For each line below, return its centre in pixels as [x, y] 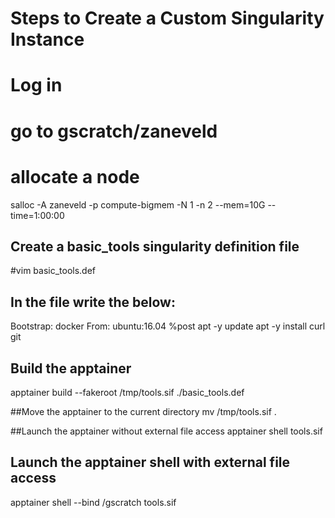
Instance [47, 39]
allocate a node [75, 176]
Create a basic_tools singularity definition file [155, 246]
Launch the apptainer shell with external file [150, 462]
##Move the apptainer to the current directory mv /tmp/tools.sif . [143, 411]
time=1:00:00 [37, 215]
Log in [36, 85]
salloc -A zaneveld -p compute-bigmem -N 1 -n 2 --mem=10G [138, 204]
